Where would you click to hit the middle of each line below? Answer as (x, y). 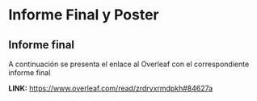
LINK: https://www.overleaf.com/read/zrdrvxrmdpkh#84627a (111, 88)
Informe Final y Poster (84, 15)
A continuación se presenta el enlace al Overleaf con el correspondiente (129, 64)
